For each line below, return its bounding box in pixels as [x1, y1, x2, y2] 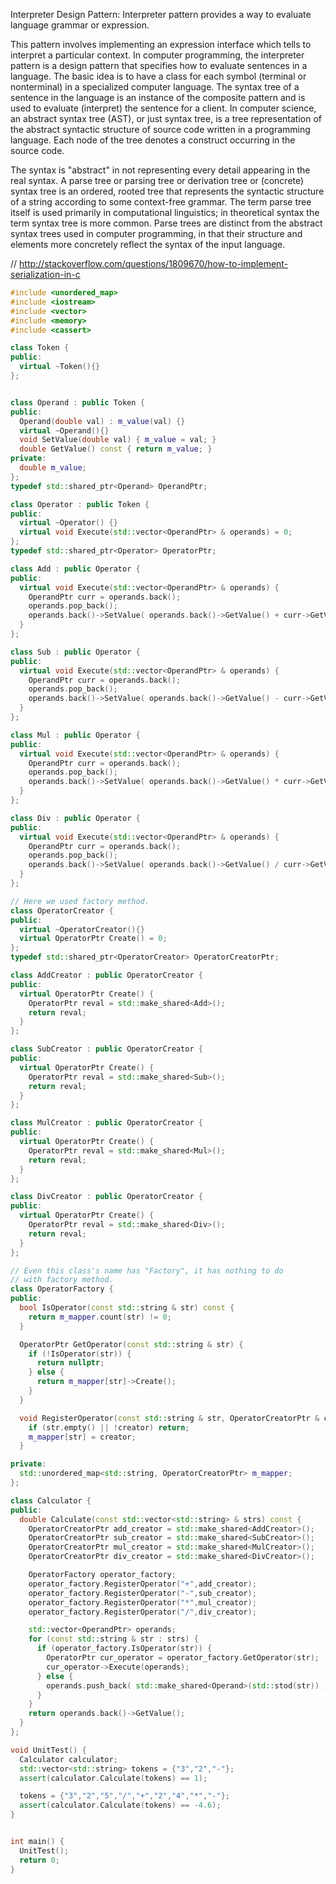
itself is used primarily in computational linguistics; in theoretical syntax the [10, 207, 320, 218]
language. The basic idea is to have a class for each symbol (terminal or [10, 70, 307, 82]
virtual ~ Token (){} [19, 362, 101, 372]
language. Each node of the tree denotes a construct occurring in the [10, 134, 296, 146]
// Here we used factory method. [10, 896, 150, 906]
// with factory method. [10, 1275, 114, 1285]
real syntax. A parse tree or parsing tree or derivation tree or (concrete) [10, 175, 305, 186]
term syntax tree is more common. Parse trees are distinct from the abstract [10, 217, 323, 229]
